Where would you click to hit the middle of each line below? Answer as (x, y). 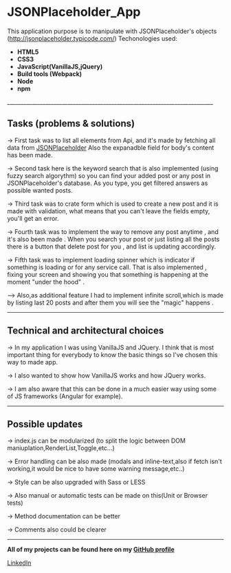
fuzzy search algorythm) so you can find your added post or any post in (109, 175)
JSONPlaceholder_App (74, 12)
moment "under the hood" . (46, 282)
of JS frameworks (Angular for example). (65, 396)
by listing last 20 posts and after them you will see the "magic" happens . (111, 302)
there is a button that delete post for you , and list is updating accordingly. (112, 246)
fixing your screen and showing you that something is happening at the (108, 274)
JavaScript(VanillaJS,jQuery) (60, 66)
